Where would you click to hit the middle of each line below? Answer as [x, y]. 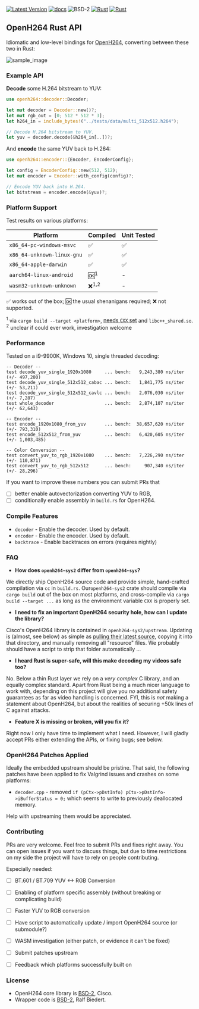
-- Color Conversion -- [36, 450]
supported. [20, 308]
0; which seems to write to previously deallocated [121, 798]
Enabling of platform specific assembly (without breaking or [88, 892]
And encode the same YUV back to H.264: [59, 149]
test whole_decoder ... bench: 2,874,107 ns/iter [95, 404]
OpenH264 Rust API [44, 28]
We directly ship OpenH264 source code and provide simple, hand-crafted [98, 582]
